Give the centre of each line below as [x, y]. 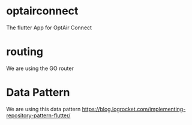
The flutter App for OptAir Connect [49, 28]
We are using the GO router [40, 68]
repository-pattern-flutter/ [38, 115]
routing [25, 52]
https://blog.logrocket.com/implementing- [134, 109]
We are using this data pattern [43, 109]
